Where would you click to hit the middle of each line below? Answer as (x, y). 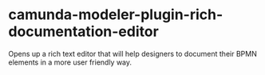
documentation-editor (84, 32)
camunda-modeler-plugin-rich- (116, 15)
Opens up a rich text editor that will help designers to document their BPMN (132, 53)
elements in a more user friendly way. (70, 62)
